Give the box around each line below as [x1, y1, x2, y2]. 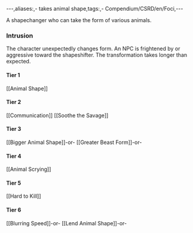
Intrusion [6, 31, 33, 39]
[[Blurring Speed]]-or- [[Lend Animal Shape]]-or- [6, 219, 127, 226]
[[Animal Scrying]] [6, 165, 51, 173]
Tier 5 [6, 179, 22, 186]
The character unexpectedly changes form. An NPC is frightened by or [6, 45, 180, 53]
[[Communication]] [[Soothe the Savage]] [6, 112, 109, 119]
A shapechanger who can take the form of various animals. [6, 17, 152, 23]
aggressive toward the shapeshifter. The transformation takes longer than [6, 51, 188, 59]
